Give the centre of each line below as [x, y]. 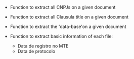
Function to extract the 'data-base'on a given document [68, 26]
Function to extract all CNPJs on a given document [63, 7]
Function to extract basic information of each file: [61, 36]
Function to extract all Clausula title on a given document [69, 17]
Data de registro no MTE [43, 46]
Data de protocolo [36, 51]
